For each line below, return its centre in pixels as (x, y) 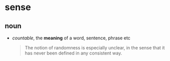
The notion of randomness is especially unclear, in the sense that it (95, 48)
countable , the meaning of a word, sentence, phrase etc (71, 38)
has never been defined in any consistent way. (73, 53)
